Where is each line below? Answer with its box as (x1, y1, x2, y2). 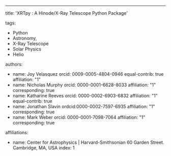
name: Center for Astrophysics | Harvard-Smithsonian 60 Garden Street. (12, 139, 164, 145)
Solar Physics (12, 46, 42, 52)
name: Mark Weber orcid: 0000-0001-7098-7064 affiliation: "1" (12, 114, 146, 120)
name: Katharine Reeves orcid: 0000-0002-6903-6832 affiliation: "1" (12, 92, 158, 99)
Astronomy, (12, 35, 37, 41)
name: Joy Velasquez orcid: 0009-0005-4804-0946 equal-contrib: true (12, 71, 164, 77)
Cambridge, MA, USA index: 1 (12, 145, 75, 150)
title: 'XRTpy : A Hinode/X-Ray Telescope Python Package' (5, 10, 128, 16)
